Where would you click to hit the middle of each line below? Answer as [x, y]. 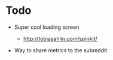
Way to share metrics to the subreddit [61, 50]
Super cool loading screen [47, 27]
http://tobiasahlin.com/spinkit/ [60, 38]
